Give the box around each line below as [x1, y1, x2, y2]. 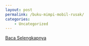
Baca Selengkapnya [5, 35, 47, 41]
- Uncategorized [14, 21, 49, 26]
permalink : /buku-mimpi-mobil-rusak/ [5, 12, 84, 17]
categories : [5, 16, 30, 21]
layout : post [5, 7, 33, 12]
